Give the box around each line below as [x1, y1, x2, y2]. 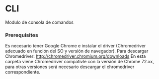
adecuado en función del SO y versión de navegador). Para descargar [5, 48, 149, 54]
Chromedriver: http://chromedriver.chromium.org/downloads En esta [5, 53, 146, 59]
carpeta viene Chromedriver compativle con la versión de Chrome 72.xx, [5, 59, 154, 65]
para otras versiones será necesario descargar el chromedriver [5, 64, 135, 70]
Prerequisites [5, 32, 38, 39]
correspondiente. [5, 69, 41, 75]
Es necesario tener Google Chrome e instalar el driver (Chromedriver [5, 43, 146, 49]
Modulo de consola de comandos [5, 19, 74, 25]
